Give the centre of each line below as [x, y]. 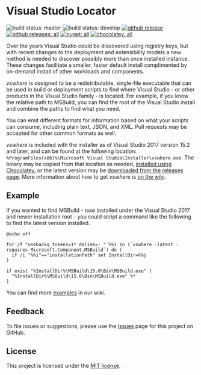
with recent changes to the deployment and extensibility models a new [94, 52]
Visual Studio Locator [61, 11]
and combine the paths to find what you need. [63, 108]
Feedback [25, 311]
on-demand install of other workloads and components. [75, 71]
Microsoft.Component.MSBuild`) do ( [76, 250]
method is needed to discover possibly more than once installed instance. [98, 58]
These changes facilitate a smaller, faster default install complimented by [97, 65]
